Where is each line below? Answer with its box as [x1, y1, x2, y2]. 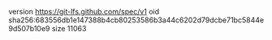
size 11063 [51, 24, 87, 33]
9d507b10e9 [8, 24, 50, 33]
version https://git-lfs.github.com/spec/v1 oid [8, 7, 160, 16]
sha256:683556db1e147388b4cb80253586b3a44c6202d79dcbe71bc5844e [8, 15, 265, 25]
